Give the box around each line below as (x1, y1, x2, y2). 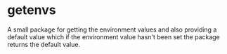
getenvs (7, 2, 56, 18)
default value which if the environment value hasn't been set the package (7, 32, 220, 41)
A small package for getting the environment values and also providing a (7, 25, 217, 34)
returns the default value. (7, 40, 81, 48)
